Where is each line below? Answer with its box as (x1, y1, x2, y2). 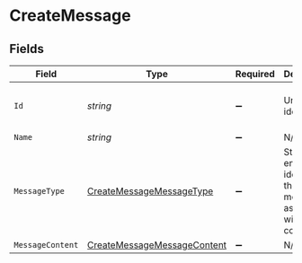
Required (235, 68, 276, 80)
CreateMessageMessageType (86, 185, 214, 197)
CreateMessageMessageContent (86, 239, 227, 251)
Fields (9, 41, 45, 57)
